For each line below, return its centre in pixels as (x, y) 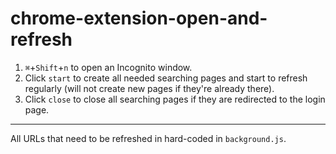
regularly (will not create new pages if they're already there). (149, 88)
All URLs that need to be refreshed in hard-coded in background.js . (148, 138)
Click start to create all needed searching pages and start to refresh (166, 78)
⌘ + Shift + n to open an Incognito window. (108, 67)
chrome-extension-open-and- (139, 18)
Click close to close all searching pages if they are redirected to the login (175, 99)
